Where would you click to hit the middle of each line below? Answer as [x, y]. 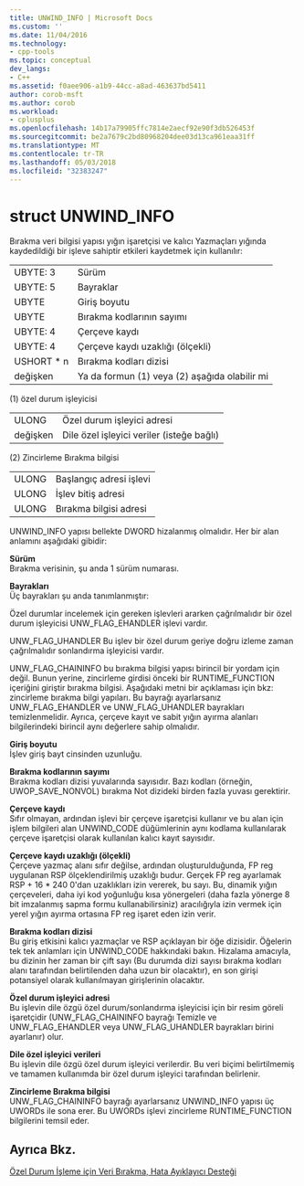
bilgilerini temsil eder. [49, 1121]
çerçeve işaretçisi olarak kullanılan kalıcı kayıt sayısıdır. [112, 838]
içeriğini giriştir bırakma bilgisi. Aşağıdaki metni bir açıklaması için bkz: [142, 688]
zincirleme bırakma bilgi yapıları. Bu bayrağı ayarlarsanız [115, 698]
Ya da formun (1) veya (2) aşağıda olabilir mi [173, 376]
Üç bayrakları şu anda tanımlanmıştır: [79, 596]
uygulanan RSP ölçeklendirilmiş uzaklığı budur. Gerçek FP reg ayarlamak [146, 875]
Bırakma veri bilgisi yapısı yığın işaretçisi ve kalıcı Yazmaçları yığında [138, 241]
